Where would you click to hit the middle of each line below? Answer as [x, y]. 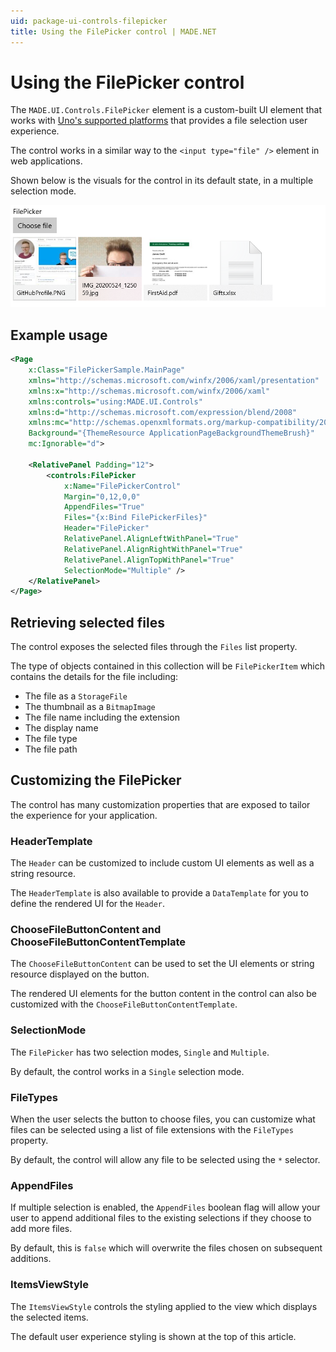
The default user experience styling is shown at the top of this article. [153, 1336]
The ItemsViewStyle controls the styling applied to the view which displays [164, 1306]
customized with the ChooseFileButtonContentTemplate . [124, 1004]
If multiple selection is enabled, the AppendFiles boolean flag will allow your [165, 1207]
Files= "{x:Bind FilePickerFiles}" [135, 518]
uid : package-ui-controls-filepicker [89, 21]
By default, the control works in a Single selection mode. [127, 1071]
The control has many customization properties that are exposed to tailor [160, 804]
